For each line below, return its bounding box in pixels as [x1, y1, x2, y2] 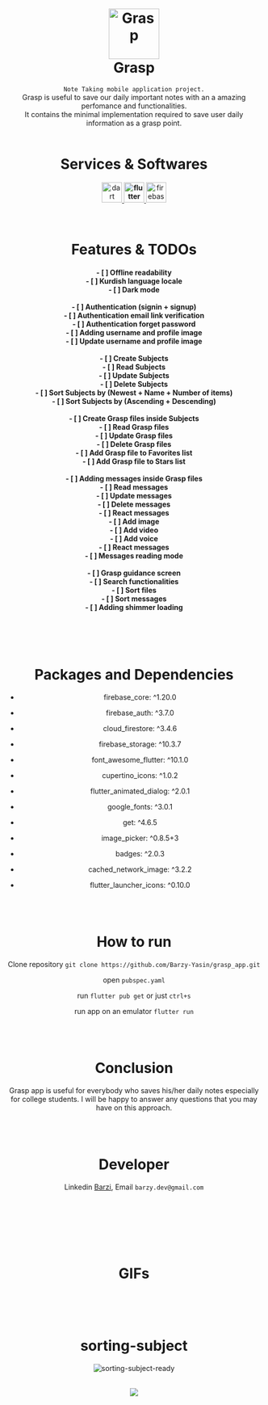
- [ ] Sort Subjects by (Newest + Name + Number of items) [35, 388, 233, 398]
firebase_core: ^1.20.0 [103, 692, 177, 702]
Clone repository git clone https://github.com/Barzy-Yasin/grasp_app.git [7, 960, 261, 970]
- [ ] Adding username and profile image [65, 327, 203, 337]
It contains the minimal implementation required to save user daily [24, 109, 244, 119]
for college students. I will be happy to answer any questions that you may [10, 1095, 258, 1104]
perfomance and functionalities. [81, 101, 187, 111]
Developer [98, 1155, 170, 1174]
